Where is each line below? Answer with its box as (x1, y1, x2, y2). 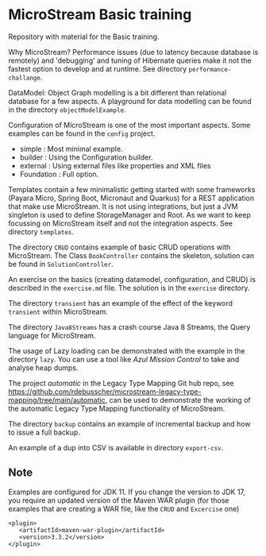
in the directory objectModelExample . (8, 105, 126, 114)
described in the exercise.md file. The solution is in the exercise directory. (8, 283, 250, 292)
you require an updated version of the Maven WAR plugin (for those (8, 495, 229, 505)
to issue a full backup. (8, 427, 81, 437)
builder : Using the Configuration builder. (19, 153, 153, 162)
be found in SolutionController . (8, 259, 114, 268)
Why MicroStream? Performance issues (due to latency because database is (8, 47, 259, 56)
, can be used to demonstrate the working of (105, 395, 252, 404)
